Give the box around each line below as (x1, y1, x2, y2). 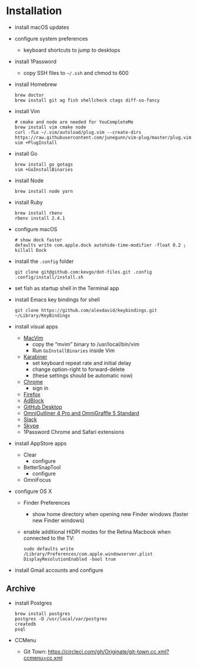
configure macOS (14, 225, 58, 232)
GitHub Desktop (23, 403, 62, 410)
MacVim (23, 334, 44, 341)
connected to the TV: (23, 534, 75, 541)
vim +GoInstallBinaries (14, 166, 74, 172)
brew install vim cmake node (14, 124, 86, 130)
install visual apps (14, 323, 58, 330)
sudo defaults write (23, 546, 74, 552)
